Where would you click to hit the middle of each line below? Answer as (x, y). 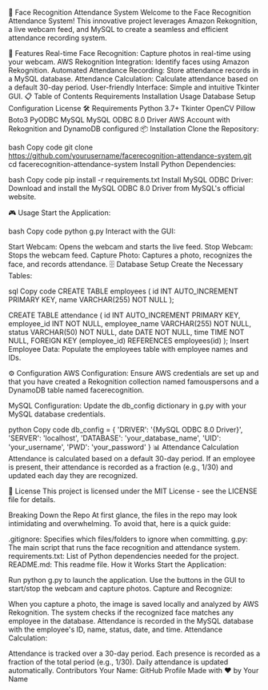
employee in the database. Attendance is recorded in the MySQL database (131, 621)
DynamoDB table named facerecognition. (76, 390)
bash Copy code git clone (51, 147)
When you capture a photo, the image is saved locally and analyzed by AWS (134, 604)
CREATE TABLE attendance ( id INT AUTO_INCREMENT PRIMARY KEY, (124, 315)
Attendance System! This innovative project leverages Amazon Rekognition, (133, 21)
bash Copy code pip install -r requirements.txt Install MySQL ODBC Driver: (131, 179)
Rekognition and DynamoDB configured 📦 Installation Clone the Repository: (134, 129)
